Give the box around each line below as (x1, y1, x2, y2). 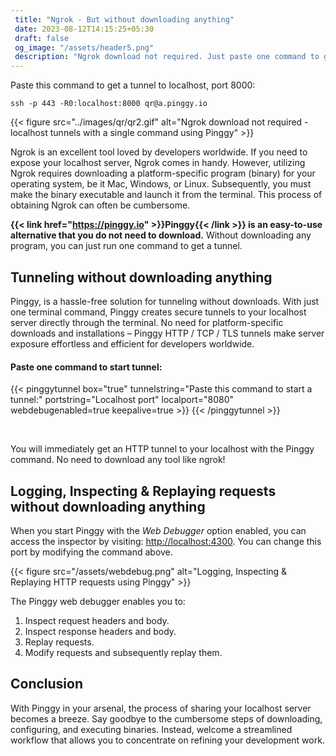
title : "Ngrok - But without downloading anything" (14, 14, 235, 25)
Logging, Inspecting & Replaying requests (10, 482, 277, 500)
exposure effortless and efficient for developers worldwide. (10, 337, 255, 350)
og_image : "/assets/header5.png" (14, 42, 155, 53)
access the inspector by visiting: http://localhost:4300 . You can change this (10, 535, 322, 547)
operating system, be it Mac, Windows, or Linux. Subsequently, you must (10, 178, 312, 190)
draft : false (14, 33, 70, 43)
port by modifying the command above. (10, 546, 173, 558)
